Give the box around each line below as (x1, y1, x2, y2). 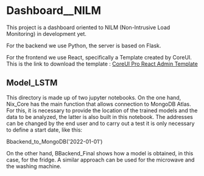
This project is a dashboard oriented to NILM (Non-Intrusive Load (6, 24, 171, 31)
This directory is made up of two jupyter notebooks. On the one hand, (6, 93, 181, 101)
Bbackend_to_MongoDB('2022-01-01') (6, 138, 103, 145)
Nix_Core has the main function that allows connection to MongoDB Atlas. (6, 100, 192, 107)
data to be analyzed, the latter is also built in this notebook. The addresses (6, 113, 193, 120)
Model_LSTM (6, 78, 58, 88)
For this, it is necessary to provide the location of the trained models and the (6, 107, 198, 114)
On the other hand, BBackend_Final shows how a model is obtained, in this (6, 149, 194, 157)
